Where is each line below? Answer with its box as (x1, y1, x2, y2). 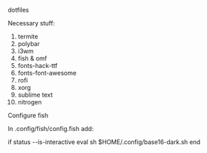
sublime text (17, 91, 53, 99)
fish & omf (17, 54, 47, 62)
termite (17, 32, 39, 40)
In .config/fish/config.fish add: (8, 125, 94, 132)
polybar (17, 40, 40, 47)
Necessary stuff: (8, 19, 55, 27)
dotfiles (8, 6, 30, 14)
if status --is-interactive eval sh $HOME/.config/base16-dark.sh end (8, 138, 201, 146)
